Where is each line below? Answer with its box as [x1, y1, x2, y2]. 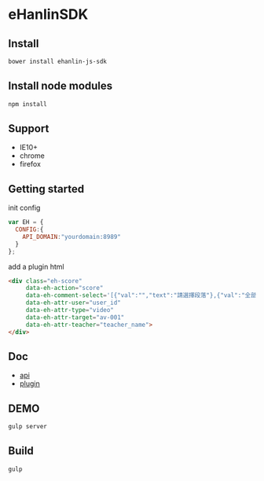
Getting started [8, 182, 85, 196]
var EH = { [8, 218, 44, 226]
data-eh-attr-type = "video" [25, 307, 114, 314]
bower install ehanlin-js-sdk [8, 57, 108, 65]
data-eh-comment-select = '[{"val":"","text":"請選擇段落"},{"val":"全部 [25, 292, 257, 299]
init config [8, 203, 41, 213]
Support [8, 122, 49, 135]
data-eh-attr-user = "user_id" [25, 299, 122, 307]
